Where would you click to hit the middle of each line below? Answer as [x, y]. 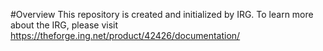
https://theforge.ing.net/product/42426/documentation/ [125, 35]
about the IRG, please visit [64, 25]
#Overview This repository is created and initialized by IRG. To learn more [162, 14]
